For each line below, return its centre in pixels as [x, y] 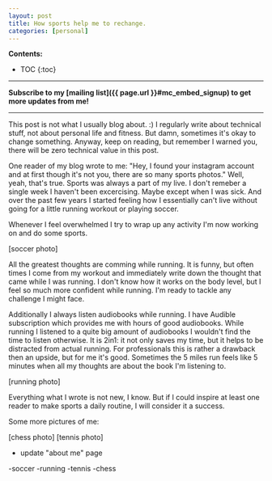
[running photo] [34, 382]
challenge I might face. [47, 299]
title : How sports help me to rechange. [78, 23]
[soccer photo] [33, 249]
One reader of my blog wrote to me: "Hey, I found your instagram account [132, 166]
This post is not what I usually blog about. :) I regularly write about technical [135, 124]
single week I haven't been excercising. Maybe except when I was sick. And [135, 192]
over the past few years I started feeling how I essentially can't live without [133, 200]
